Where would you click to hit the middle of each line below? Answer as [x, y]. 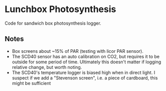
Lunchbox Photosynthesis [60, 9]
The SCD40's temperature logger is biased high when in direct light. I [84, 72]
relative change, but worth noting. [47, 67]
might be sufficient [31, 83]
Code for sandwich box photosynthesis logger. [53, 23]
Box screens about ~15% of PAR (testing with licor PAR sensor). [77, 51]
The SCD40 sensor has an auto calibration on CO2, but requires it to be [86, 56]
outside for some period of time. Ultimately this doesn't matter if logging [87, 62]
